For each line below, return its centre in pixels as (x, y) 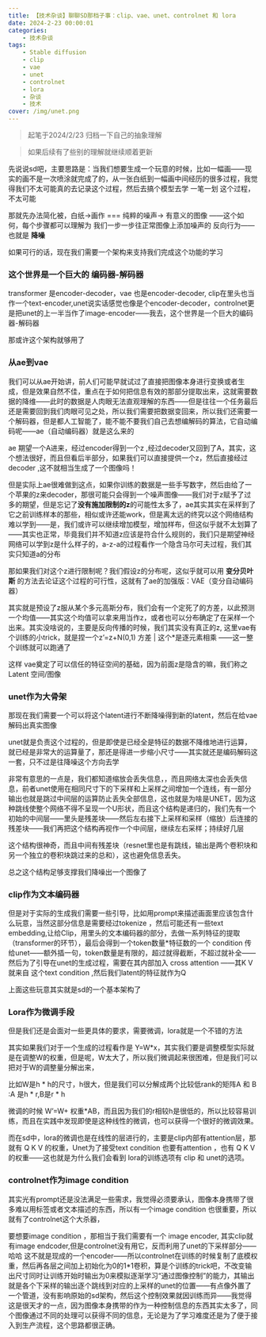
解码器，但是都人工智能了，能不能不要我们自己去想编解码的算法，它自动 (133, 421)
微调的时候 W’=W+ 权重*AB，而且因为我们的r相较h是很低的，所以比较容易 (129, 1111)
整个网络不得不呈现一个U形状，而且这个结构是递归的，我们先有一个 (146, 808)
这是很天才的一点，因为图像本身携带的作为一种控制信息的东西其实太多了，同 (133, 1305)
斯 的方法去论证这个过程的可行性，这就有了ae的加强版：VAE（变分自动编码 (131, 581)
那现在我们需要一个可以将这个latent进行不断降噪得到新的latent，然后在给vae (133, 715)
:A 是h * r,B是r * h (37, 1094)
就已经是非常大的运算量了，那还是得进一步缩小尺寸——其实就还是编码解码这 (133, 751)
